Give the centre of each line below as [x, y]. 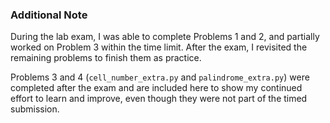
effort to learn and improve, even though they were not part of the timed [159, 99]
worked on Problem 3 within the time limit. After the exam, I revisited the [159, 47]
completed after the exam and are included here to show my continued [156, 88]
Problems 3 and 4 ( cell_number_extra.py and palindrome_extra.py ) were [160, 77]
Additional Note [49, 15]
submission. [35, 109]
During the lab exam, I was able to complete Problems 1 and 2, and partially [165, 37]
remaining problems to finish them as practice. [106, 58]
